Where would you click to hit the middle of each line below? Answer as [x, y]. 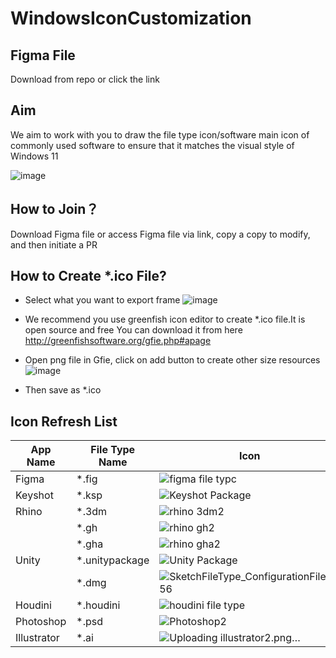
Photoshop [41, 622]
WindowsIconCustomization [131, 18]
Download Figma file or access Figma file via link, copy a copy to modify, [160, 234]
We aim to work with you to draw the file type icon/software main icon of [160, 134]
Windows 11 [34, 156]
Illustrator [37, 638]
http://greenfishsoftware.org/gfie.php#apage [118, 341]
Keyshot [34, 495]
